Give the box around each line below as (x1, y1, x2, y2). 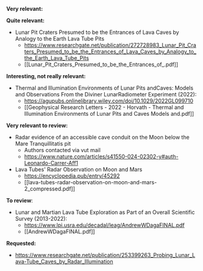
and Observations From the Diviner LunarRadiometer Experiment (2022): (15, 91, 197, 98)
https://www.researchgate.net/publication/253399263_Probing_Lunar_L (15, 252, 196, 258)
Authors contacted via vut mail (24, 147, 101, 153)
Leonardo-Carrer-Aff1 (24, 159, 79, 166)
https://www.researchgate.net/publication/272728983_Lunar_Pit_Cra (24, 42, 197, 49)
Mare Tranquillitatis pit (15, 140, 71, 147)
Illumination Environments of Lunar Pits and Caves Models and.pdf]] (24, 110, 195, 117)
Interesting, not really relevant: (6, 73, 86, 79)
